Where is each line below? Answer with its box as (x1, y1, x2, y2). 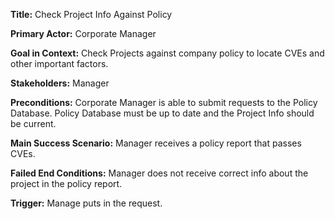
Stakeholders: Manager (10, 77, 110, 89)
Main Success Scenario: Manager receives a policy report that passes (10, 137, 302, 149)
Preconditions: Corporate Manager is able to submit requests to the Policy (10, 97, 318, 108)
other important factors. (10, 58, 109, 69)
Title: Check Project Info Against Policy (10, 9, 173, 20)
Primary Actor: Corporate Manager (10, 28, 157, 39)
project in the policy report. (10, 178, 123, 189)
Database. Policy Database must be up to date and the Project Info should (10, 107, 315, 119)
